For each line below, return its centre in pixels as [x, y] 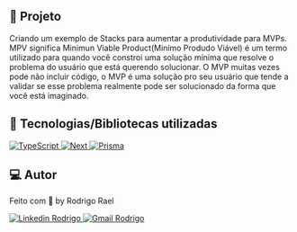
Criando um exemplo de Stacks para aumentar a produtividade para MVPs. [148, 38]
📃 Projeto [35, 17]
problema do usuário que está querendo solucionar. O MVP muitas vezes [145, 67]
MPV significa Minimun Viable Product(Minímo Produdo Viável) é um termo [148, 48]
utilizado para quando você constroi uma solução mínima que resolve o [142, 57]
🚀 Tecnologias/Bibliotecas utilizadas [113, 124]
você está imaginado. [49, 95]
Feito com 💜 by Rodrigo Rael [62, 201]
